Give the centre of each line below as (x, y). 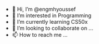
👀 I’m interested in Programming (52, 15)
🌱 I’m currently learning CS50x (50, 22)
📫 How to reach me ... (40, 35)
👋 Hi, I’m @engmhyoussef (44, 9)
